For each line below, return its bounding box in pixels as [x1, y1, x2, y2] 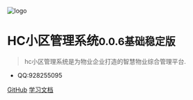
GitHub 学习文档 [7, 85, 54, 94]
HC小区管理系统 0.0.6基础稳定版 [7, 33, 176, 49]
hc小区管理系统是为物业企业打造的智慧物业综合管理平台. [24, 57, 187, 65]
